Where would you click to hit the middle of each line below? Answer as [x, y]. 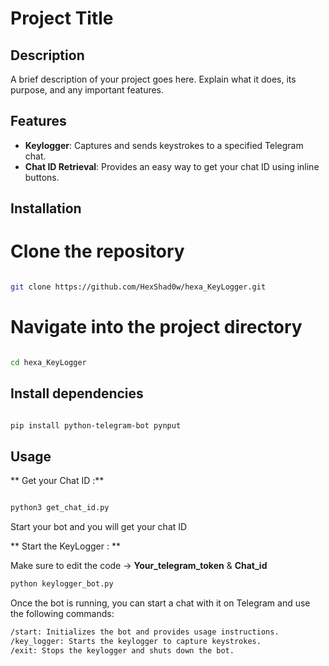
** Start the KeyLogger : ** [65, 546]
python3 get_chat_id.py [60, 508]
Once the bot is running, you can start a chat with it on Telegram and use [160, 603]
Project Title [62, 18]
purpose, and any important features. [87, 90]
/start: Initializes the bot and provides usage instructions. [145, 632]
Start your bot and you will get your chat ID [99, 527]
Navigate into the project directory [156, 327]
